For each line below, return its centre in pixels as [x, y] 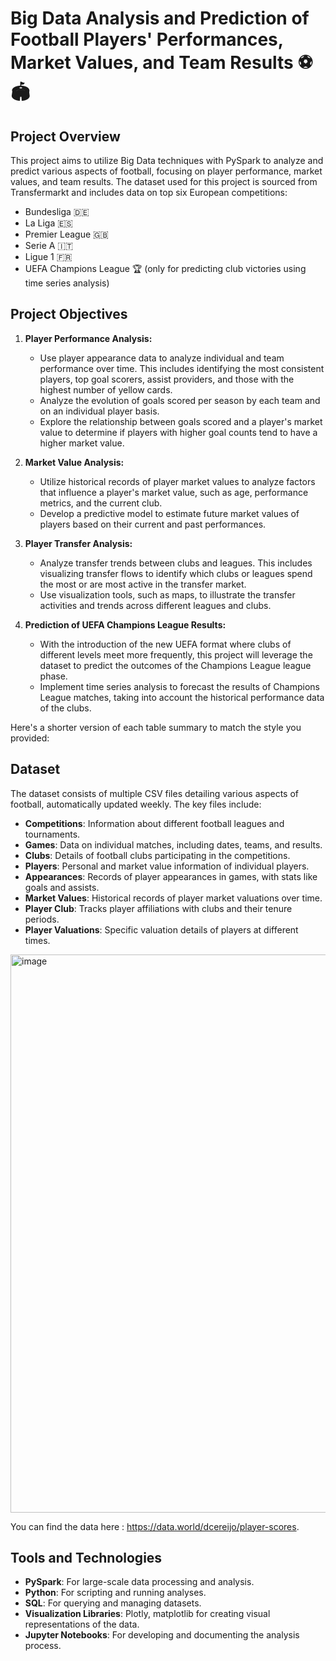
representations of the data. [82, 1624]
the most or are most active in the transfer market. [143, 584]
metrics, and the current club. [101, 503]
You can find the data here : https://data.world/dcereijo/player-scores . [155, 1526]
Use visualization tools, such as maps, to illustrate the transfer [167, 594]
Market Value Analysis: [74, 462]
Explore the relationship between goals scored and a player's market [181, 421]
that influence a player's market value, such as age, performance [174, 492]
